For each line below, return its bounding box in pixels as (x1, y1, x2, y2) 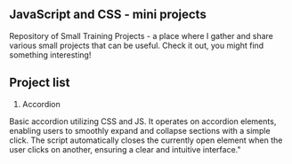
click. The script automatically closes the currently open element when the (9, 135, 283, 145)
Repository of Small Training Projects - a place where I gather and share (9, 30, 273, 41)
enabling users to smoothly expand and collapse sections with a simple (9, 125, 271, 136)
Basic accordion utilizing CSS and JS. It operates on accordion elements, (9, 115, 277, 127)
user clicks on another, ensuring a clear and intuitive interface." (9, 144, 241, 154)
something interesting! (9, 49, 92, 60)
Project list (9, 75, 70, 90)
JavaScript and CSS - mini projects (9, 7, 207, 22)
